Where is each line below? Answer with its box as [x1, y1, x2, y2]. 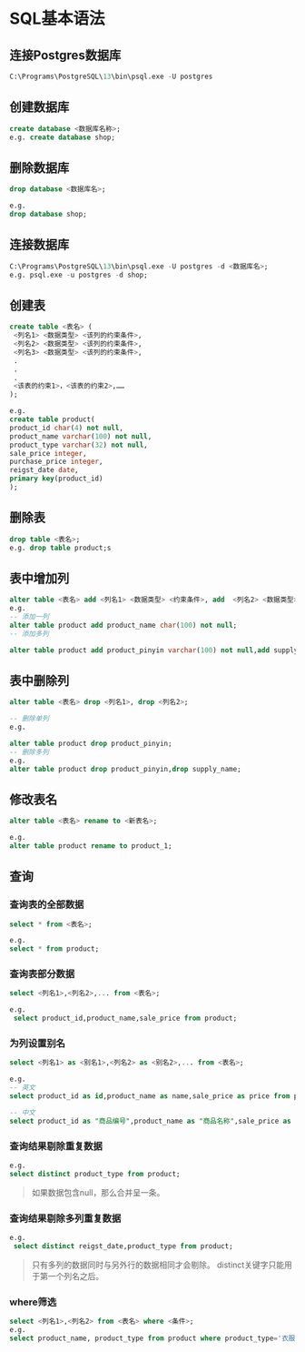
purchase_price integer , [9, 457, 103, 467]
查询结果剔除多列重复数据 [9, 1212, 122, 1225]
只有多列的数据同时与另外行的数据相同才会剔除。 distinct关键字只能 [31, 1259, 284, 1270]
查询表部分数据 [9, 968, 75, 981]
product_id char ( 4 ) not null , [9, 423, 124, 432]
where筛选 [9, 1296, 57, 1308]
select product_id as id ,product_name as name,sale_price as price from [9, 1092, 290, 1101]
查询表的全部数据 [9, 898, 84, 911]
